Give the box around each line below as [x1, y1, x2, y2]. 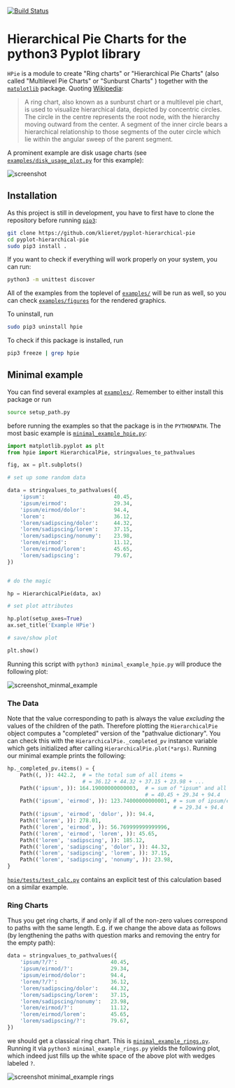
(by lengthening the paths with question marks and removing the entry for [7, 931, 220, 939]
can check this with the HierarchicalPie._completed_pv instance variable [7, 737, 218, 745]
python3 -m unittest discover [7, 276, 96, 283]
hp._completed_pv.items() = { [7, 765, 96, 773]
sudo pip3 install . [7, 243, 68, 250]
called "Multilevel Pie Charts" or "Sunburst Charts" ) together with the [7, 76, 208, 85]
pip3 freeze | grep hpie [7, 350, 80, 357]
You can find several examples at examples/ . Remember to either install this [7, 388, 224, 396]
